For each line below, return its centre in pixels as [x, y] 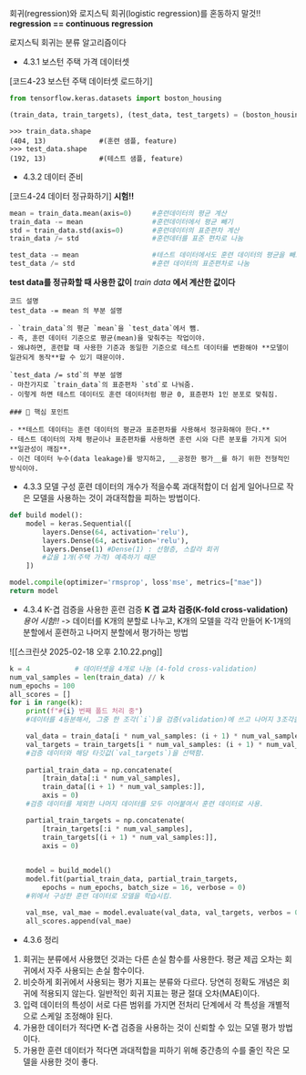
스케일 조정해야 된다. [76, 1016]
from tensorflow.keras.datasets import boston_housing [116, 98]
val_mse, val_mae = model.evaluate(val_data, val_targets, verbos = [158, 912]
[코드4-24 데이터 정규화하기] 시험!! [72, 196]
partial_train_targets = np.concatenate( [105, 820]
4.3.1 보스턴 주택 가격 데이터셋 [76, 61]
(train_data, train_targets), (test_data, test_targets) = [124, 115]
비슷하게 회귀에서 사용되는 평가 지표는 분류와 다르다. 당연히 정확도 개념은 [151, 981]
